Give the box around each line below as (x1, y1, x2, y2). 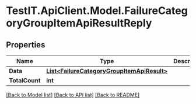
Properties (6, 40, 45, 50)
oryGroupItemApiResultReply (6, 16, 152, 30)
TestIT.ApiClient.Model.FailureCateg (6, 4, 188, 18)
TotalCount (9, 77, 41, 84)
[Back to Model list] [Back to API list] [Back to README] (6, 92, 140, 98)
